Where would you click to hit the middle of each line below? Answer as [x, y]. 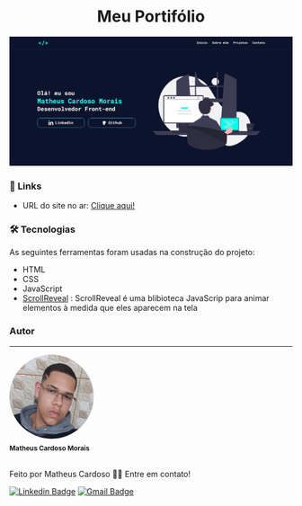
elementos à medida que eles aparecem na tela [110, 308]
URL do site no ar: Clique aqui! [79, 206]
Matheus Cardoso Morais [49, 448]
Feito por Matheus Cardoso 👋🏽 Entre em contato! [100, 475]
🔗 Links [26, 186]
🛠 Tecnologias [43, 229]
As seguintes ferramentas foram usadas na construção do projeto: [132, 253]
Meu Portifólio [151, 17]
